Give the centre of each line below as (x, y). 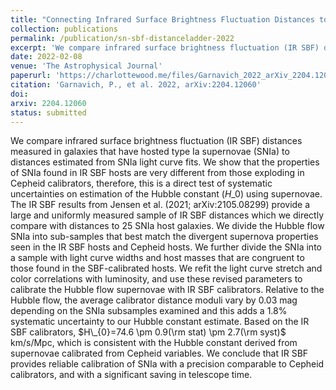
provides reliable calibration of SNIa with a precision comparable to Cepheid (167, 364)
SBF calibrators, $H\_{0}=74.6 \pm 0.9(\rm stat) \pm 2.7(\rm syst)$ (148, 332)
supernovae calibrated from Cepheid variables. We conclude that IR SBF (159, 353)
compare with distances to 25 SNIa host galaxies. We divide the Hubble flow (167, 226)
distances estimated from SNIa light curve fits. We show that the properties (165, 162)
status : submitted (48, 112)
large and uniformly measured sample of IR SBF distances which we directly (167, 215)
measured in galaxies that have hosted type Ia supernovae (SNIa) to (150, 152)
